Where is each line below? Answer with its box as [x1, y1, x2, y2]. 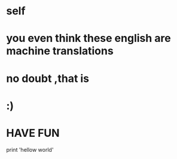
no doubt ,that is [6, 72, 90, 85]
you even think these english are [6, 32, 172, 45]
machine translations [6, 44, 114, 58]
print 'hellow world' [6, 146, 54, 153]
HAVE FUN [6, 126, 60, 140]
